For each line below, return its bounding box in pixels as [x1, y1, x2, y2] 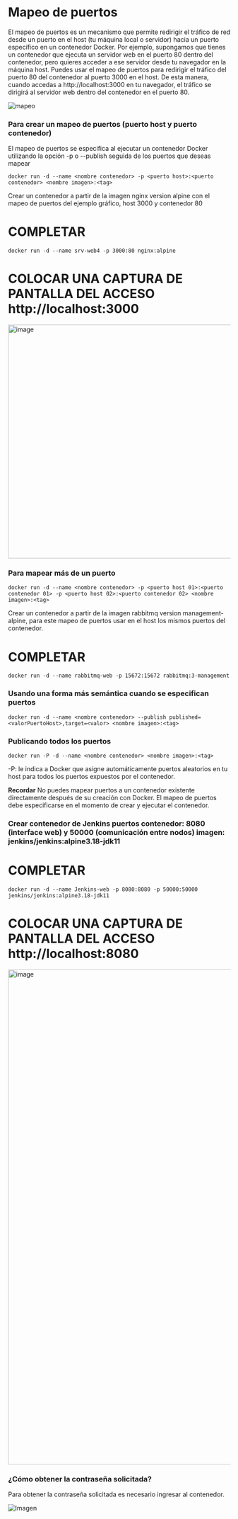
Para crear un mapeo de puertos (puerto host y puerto [8, 119, 197, 129]
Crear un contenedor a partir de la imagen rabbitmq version [8, 609, 182, 618]
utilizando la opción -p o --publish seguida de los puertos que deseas [8, 152, 211, 160]
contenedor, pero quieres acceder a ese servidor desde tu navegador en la [8, 57, 227, 66]
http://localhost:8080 [8, 945, 139, 962]
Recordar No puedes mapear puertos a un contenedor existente [8, 785, 195, 794]
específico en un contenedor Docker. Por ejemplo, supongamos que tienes [8, 42, 226, 51]
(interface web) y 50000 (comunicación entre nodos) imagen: [8, 827, 225, 837]
